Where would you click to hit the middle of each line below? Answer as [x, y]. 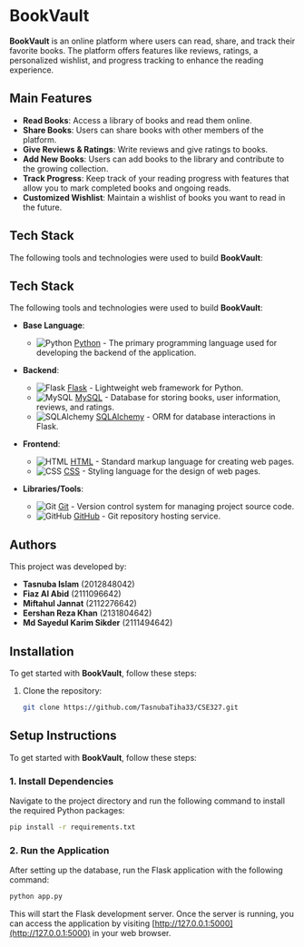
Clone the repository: [62, 691]
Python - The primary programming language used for [176, 343]
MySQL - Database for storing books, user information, [178, 398]
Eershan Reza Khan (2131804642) [87, 613]
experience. [32, 70]
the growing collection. [65, 168]
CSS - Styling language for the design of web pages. [162, 471]
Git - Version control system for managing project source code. [176, 507]
